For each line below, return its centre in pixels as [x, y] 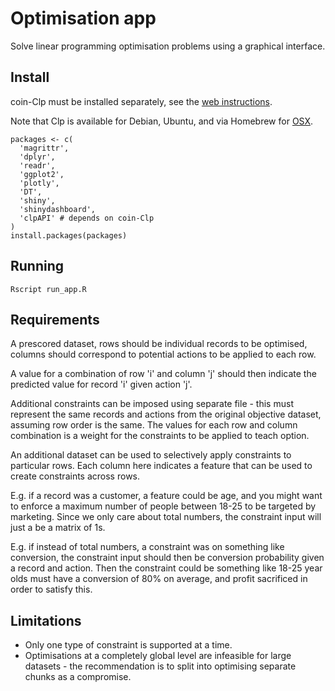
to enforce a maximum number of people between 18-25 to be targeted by [163, 506]
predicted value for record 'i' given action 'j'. [101, 384]
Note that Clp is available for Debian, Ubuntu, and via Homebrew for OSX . [162, 121]
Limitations [46, 620]
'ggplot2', [42, 174]
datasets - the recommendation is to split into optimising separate [160, 666]
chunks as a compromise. [78, 677]
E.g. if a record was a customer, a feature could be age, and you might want [166, 496]
